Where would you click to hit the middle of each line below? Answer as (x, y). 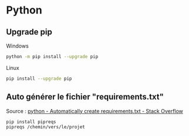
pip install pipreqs (31, 122)
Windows (18, 46)
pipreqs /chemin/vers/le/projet (45, 127)
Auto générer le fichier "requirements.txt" (85, 97)
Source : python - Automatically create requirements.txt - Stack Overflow (95, 111)
